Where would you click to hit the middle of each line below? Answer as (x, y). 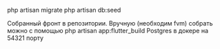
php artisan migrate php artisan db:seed (64, 10)
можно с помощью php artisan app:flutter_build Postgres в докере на (108, 31)
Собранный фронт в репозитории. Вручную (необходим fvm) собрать (110, 23)
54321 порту (25, 38)
